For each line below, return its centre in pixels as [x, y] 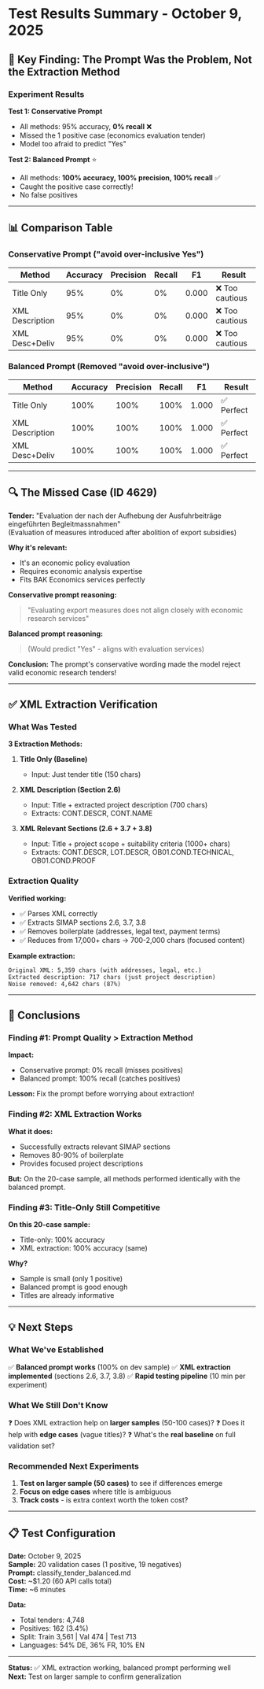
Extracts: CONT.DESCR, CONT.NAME [92, 813]
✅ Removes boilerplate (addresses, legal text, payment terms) [120, 931]
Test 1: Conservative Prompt [55, 111]
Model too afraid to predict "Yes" [73, 143]
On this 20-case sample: [49, 1224]
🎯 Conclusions [44, 1016]
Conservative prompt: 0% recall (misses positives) [101, 1070]
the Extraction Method [64, 72]
